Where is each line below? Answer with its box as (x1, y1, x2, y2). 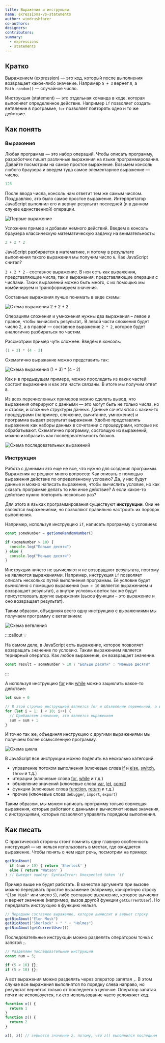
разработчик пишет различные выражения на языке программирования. (5, 156, 160, 163)
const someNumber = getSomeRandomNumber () (5, 531, 93, 536)
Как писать (5, 825, 42, 834)
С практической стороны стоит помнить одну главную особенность (5, 839, 149, 845)
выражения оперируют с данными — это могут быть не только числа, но (5, 401, 160, 407)
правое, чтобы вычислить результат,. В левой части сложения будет (5, 318, 150, 324)
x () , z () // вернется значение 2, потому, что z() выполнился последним (5, 1033, 157, 1038)
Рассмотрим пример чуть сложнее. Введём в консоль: (5, 338, 121, 344)
